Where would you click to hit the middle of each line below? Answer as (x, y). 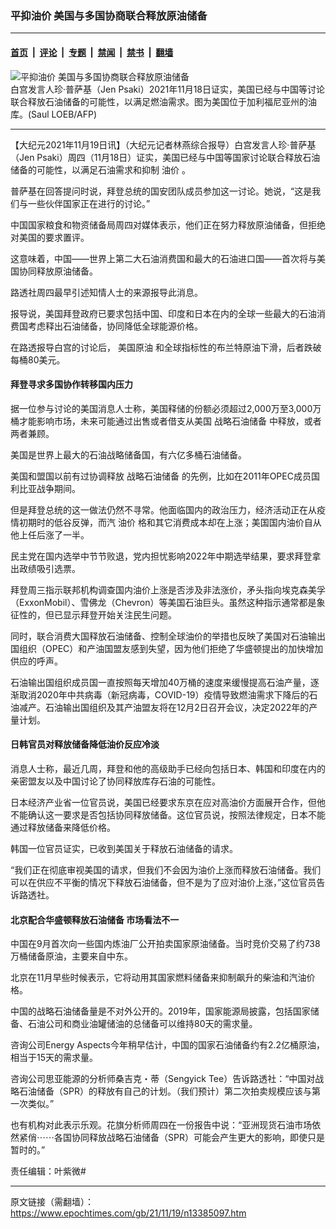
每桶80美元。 (38, 359)
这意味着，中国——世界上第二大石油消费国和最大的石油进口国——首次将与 (163, 258)
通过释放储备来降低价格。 (63, 827)
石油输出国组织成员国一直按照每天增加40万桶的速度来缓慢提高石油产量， (160, 682)
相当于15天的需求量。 (54, 1058)
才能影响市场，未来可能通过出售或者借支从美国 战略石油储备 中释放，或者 (170, 421)
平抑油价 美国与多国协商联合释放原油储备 (109, 15)
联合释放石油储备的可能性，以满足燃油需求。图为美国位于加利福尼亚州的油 (163, 101)
